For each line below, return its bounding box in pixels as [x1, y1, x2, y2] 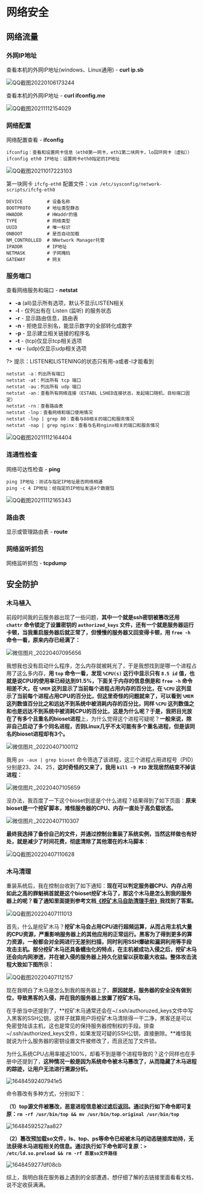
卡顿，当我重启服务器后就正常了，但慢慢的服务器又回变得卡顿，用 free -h [6, 629, 191, 636]
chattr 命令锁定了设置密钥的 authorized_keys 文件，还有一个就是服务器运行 [6, 622, 195, 629]
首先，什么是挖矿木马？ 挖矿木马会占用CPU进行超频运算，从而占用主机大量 [6, 923, 192, 930]
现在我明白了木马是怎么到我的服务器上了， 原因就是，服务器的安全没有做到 [6, 987, 192, 994]
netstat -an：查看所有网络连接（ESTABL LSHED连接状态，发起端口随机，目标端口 [6, 390, 185, 397]
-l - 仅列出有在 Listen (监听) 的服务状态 [14, 307, 112, 314]
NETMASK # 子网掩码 [6, 250, 71, 256]
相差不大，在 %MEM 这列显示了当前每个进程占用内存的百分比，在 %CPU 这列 [6, 685, 187, 692]
